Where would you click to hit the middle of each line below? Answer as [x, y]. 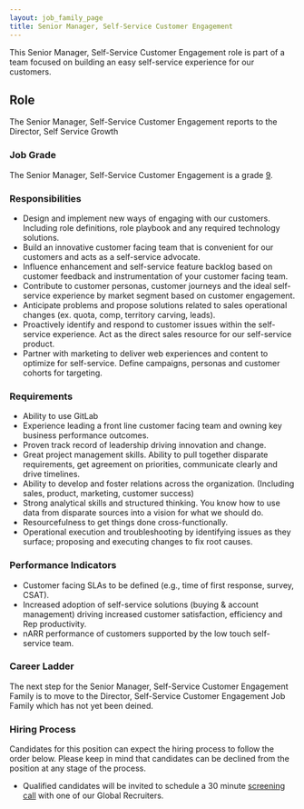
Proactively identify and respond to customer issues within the [139, 325]
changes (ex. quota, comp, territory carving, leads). [119, 315]
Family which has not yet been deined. [82, 705]
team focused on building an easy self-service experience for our [132, 62]
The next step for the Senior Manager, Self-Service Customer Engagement [149, 686]
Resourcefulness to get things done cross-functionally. [125, 523]
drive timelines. [51, 474]
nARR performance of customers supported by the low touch [137, 634]
